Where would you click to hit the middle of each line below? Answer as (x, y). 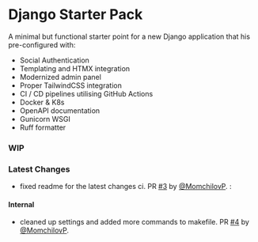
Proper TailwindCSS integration (71, 85)
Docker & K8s (42, 102)
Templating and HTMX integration (75, 68)
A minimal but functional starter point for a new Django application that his (129, 36)
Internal (21, 204)
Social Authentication (54, 60)
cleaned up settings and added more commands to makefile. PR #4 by (134, 222)
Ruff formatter (43, 127)
